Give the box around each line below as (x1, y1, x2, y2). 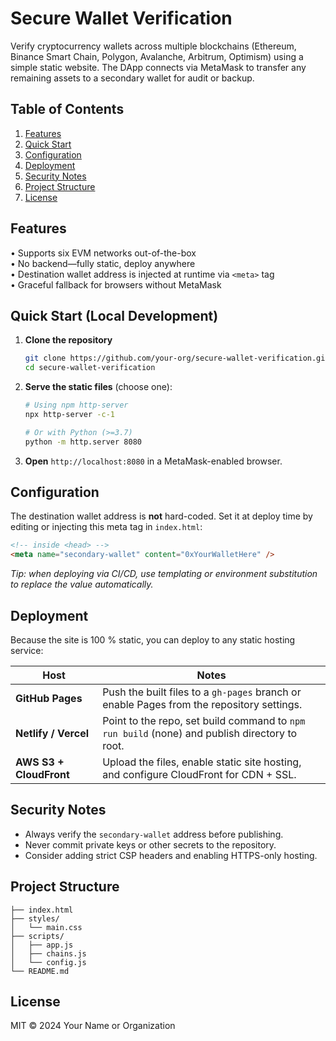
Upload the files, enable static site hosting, (102, 755, 302, 769)
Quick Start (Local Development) (10, 307, 219, 324)
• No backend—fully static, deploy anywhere (10, 257, 196, 269)
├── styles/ (10, 913, 60, 924)
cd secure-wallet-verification (24, 363, 156, 373)
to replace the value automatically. (10, 578, 154, 591)
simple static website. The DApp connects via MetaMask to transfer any (10, 61, 307, 73)
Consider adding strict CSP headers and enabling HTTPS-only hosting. (24, 849, 318, 861)
